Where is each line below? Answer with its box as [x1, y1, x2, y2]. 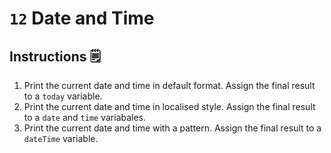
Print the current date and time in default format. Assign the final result [23, 80, 316, 91]
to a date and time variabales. [23, 112, 147, 123]
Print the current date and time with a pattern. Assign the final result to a [23, 122, 322, 134]
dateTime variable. [23, 133, 99, 144]
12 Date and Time [9, 7, 155, 30]
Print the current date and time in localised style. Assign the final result [23, 101, 316, 112]
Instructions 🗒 [9, 48, 101, 65]
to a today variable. [23, 90, 103, 102]
